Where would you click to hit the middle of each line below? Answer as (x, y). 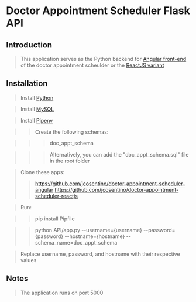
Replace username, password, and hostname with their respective (100, 254)
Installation (27, 84)
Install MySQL (37, 109)
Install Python (37, 97)
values (28, 260)
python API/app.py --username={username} (88, 230)
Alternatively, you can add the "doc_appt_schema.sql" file (119, 154)
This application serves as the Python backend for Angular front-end (103, 59)
